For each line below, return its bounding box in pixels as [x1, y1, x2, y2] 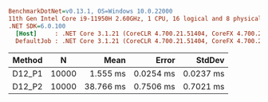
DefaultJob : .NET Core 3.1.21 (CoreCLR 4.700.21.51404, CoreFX [15, 37, 234, 45]
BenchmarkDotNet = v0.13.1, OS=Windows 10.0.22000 [8, 7, 173, 15]
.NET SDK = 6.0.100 [8, 22, 66, 30]
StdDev [195, 55, 225, 66]
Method [12, 55, 43, 66]
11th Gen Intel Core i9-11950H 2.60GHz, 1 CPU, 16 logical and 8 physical [8, 14, 262, 22]
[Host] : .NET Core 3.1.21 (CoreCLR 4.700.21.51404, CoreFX [15, 29, 234, 37]
